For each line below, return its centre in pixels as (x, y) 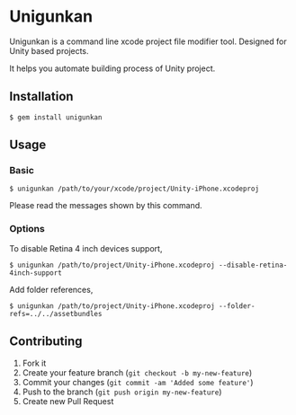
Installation (41, 97)
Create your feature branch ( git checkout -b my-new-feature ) (137, 372)
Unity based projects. (49, 50)
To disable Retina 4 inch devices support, (86, 248)
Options (27, 229)
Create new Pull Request (68, 401)
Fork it (34, 363)
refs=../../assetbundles (56, 313)
